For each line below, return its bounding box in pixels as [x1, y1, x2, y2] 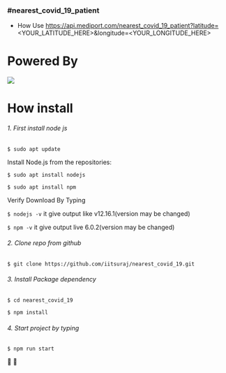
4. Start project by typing [7, 323, 80, 332]
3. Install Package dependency [7, 275, 96, 284]
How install [7, 101, 73, 117]
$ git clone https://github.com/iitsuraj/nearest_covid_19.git [7, 261, 195, 268]
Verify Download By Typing [7, 196, 86, 204]
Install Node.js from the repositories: [7, 158, 112, 166]
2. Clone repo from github [7, 239, 82, 247]
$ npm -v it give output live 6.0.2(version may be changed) [7, 223, 175, 231]
